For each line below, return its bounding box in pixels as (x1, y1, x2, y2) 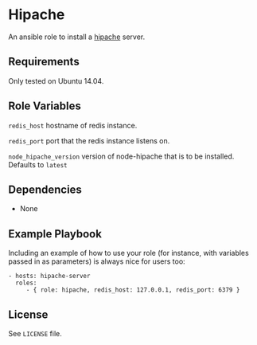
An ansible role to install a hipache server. (8, 32, 146, 41)
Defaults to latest (8, 159, 68, 169)
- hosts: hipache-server (8, 272, 91, 280)
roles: (15, 279, 37, 288)
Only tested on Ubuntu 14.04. (8, 76, 104, 85)
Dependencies (8, 182, 82, 196)
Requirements (8, 55, 80, 69)
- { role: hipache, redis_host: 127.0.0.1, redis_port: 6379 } (25, 286, 240, 294)
